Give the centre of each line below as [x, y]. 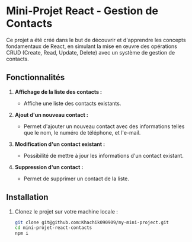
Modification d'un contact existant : [60, 144]
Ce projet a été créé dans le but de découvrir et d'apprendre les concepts [96, 40]
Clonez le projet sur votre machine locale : [66, 211]
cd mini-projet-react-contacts [53, 228]
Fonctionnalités [36, 77]
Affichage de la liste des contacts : [58, 92]
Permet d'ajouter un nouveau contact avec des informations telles [104, 126]
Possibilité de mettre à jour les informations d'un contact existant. [103, 155]
